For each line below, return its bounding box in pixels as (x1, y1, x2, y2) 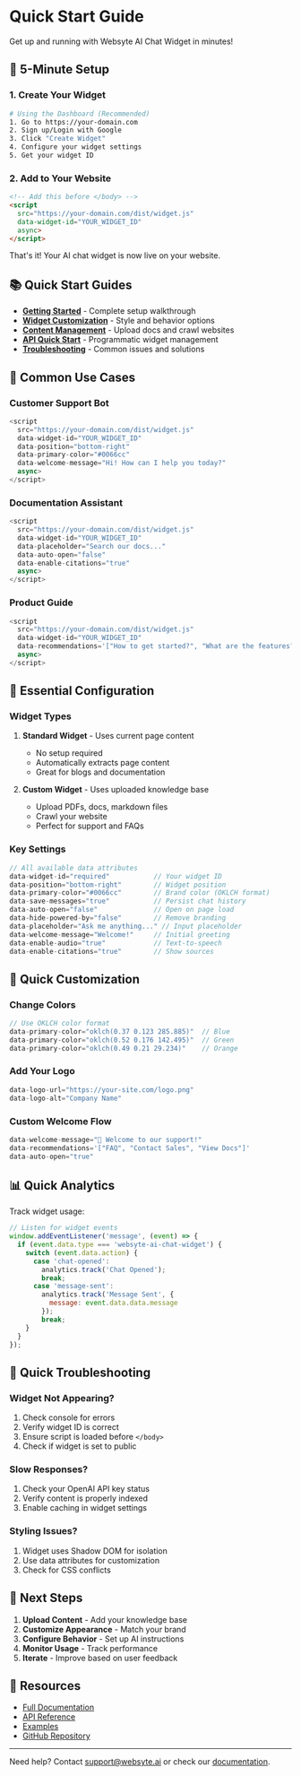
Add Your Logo (9, 1065, 75, 1078)
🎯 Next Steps (9, 1590, 83, 1606)
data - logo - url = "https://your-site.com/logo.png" (9, 1085, 194, 1095)
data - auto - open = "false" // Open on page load (9, 905, 235, 914)
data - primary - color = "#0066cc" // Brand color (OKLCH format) (9, 888, 271, 897)
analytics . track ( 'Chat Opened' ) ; (41, 1265, 167, 1274)
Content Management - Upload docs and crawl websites (21, 325, 235, 335)
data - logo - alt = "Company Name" (9, 1094, 123, 1103)
